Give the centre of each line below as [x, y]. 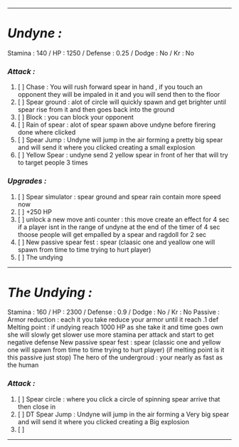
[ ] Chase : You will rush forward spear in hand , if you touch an [110, 87]
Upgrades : [27, 181]
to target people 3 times [53, 163]
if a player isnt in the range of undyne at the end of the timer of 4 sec [119, 227]
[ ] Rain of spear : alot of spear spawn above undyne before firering [116, 125]
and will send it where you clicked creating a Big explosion [103, 421]
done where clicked [47, 132]
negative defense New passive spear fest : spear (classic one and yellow [114, 342]
